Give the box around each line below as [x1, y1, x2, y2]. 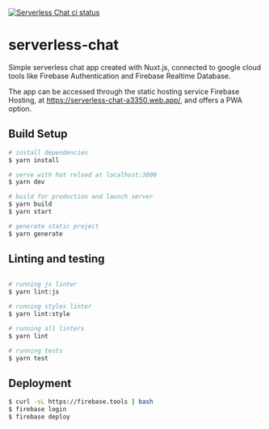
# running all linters [8, 324, 85, 332]
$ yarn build [8, 200, 53, 209]
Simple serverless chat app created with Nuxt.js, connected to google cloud [8, 62, 261, 72]
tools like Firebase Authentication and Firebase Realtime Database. [8, 71, 231, 81]
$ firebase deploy [8, 413, 70, 421]
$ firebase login [8, 406, 67, 414]
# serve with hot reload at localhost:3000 [8, 170, 158, 179]
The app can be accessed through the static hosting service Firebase [8, 86, 240, 96]
